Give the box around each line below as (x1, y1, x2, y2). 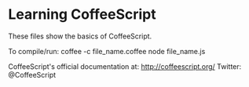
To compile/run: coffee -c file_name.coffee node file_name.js (8, 46, 206, 56)
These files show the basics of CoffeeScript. (8, 31, 152, 41)
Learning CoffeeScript (8, 5, 157, 24)
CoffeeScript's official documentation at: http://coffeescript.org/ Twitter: (8, 61, 242, 71)
